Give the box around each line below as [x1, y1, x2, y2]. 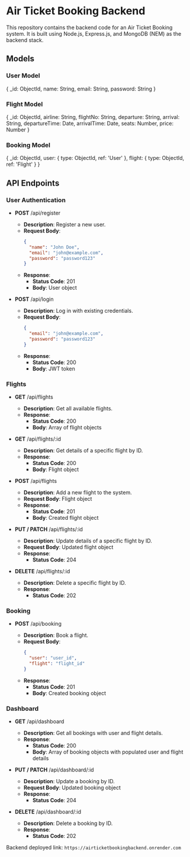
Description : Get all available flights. [23, 405, 113, 412]
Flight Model [6, 100, 43, 108]
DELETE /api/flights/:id [14, 568, 70, 575]
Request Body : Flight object [23, 495, 92, 503]
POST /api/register [14, 209, 61, 216]
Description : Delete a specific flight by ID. [23, 579, 126, 586]
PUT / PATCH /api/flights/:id [14, 526, 83, 533]
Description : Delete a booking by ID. [23, 820, 113, 827]
